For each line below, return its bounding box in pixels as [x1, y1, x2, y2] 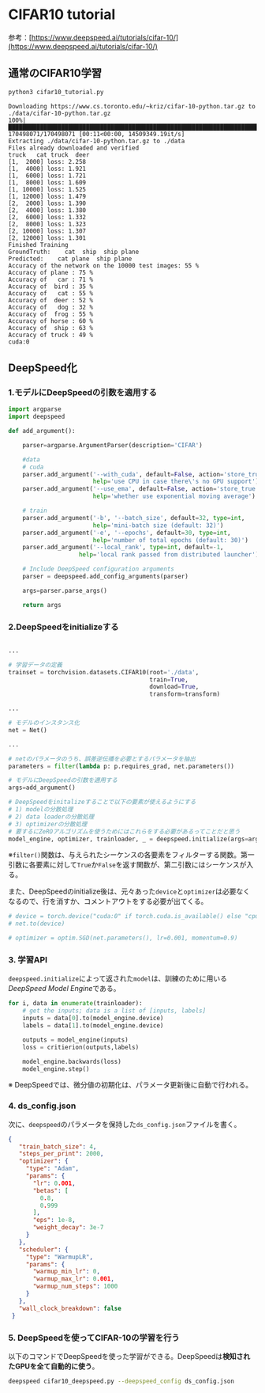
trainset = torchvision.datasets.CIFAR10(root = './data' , [8, 668, 200, 676]
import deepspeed [8, 413, 65, 421]
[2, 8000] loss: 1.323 [8, 220, 87, 228]
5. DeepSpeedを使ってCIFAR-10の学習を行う [8, 1332, 180, 1343]
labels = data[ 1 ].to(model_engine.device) [22, 1022, 164, 1030]
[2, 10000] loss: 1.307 [8, 227, 87, 235]
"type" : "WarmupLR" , [25, 1253, 93, 1261]
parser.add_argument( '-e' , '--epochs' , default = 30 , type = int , [22, 529, 231, 537]
